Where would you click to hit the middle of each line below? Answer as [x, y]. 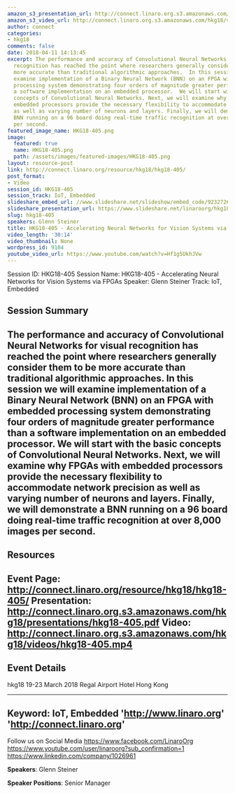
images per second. [51, 531]
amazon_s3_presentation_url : [50, 14]
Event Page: [34, 578]
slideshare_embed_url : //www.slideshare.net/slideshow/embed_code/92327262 [120, 202]
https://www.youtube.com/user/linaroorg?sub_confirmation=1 [96, 749]
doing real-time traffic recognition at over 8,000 [114, 520]
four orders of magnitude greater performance [111, 422]
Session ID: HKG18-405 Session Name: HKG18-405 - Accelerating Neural [113, 274]
